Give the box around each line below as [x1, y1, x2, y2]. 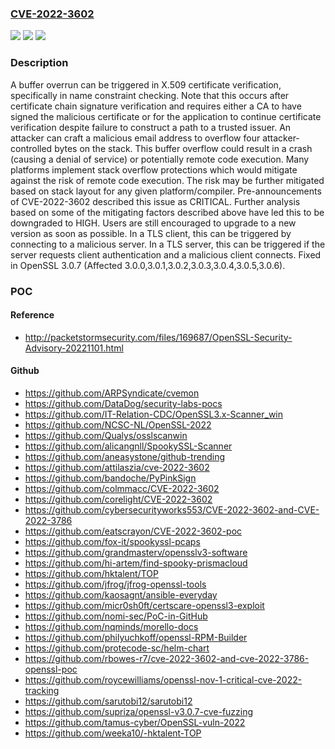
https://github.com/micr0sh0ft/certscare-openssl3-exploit [24, 599, 265, 611]
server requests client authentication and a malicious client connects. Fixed [10, 248, 322, 261]
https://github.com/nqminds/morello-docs [24, 620, 199, 632]
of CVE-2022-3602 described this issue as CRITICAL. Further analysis [10, 195, 301, 207]
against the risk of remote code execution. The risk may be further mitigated [10, 174, 325, 186]
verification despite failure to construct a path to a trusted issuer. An [10, 121, 292, 133]
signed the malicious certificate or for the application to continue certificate [10, 110, 322, 122]
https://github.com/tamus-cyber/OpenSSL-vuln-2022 [24, 716, 246, 728]
